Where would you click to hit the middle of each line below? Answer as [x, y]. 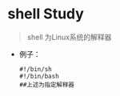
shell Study [46, 14]
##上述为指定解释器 [47, 85]
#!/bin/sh [36, 69]
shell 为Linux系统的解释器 [69, 37]
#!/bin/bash [39, 76]
